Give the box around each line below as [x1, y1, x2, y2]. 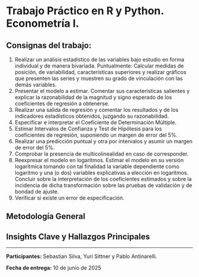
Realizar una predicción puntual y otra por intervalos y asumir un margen [14, 138, 193, 144]
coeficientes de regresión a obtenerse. [14, 100, 110, 107]
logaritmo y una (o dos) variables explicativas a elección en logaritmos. [14, 169, 188, 176]
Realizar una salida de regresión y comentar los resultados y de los [14, 107, 179, 113]
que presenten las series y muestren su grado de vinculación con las [14, 75, 183, 82]
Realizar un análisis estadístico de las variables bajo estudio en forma [14, 56, 185, 63]
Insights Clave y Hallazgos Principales [6, 231, 150, 241]
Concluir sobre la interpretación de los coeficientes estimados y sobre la [14, 176, 192, 182]
